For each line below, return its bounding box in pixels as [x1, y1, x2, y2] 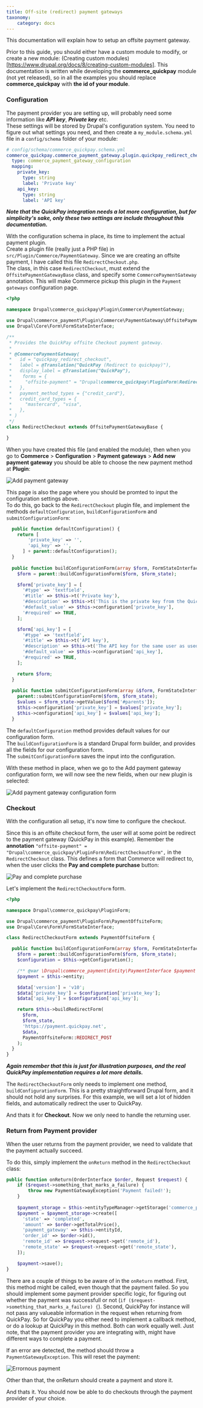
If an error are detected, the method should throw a [6, 1346, 134, 1354]
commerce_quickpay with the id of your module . [6, 80, 130, 88]
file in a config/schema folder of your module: [6, 135, 118, 142]
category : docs [17, 20, 56, 26]
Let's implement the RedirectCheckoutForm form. [6, 885, 126, 892]
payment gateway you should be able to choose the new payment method [6, 459, 193, 466]
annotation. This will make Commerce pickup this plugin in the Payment [6, 277, 181, 285]
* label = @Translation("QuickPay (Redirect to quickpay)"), [8, 362, 172, 369]
